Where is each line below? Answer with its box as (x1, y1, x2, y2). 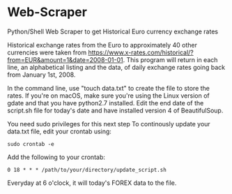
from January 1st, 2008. (7, 70, 76, 79)
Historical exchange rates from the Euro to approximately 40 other (7, 40, 197, 49)
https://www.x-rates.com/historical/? (88, 48, 194, 57)
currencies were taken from (7, 48, 87, 57)
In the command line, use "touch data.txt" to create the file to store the (7, 84, 210, 92)
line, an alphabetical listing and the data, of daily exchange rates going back (7, 63, 226, 71)
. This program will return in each (123, 55, 218, 64)
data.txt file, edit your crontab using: (7, 127, 111, 135)
